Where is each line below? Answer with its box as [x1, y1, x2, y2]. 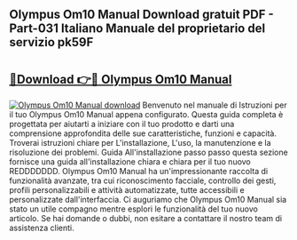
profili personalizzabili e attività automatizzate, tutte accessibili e [9, 185, 246, 195]
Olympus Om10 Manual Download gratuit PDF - [9, 7, 275, 22]
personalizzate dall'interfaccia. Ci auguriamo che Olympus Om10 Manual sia [9, 195, 287, 204]
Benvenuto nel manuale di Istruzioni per [142, 100, 287, 110]
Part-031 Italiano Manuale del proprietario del [9, 21, 266, 36]
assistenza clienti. [9, 222, 75, 233]
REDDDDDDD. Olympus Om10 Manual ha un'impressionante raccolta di [9, 166, 269, 176]
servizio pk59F [9, 35, 94, 50]
